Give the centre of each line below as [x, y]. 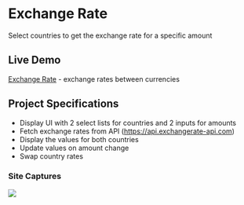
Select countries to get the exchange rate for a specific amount [110, 35]
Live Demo [35, 60]
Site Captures [35, 176]
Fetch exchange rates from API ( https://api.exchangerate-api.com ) [127, 131]
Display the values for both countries [79, 139]
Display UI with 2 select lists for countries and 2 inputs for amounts [128, 123]
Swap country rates [51, 156]
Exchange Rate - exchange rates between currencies [94, 79]
